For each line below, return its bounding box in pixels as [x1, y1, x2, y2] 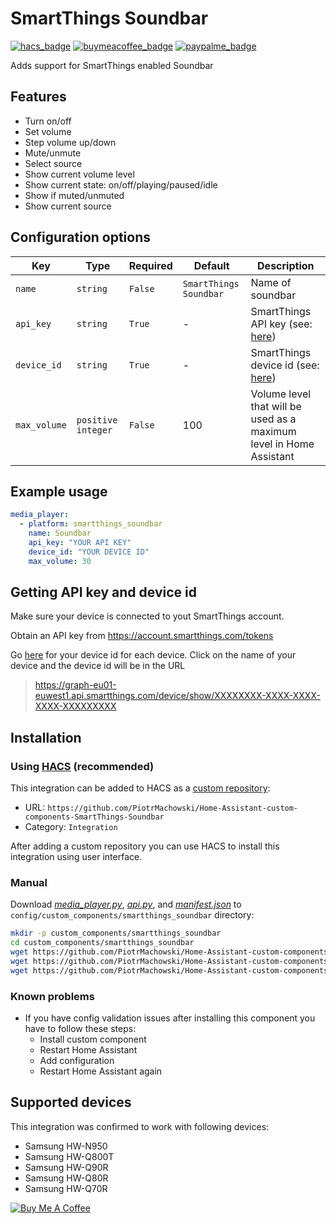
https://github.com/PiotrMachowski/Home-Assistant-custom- [47, 803, 299, 814]
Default [193, 258, 230, 272]
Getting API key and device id [10, 584, 197, 601]
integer [76, 424, 113, 436]
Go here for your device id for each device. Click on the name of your [10, 649, 297, 661]
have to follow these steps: [24, 1023, 137, 1035]
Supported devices [10, 1094, 132, 1111]
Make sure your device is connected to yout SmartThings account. [10, 610, 285, 622]
